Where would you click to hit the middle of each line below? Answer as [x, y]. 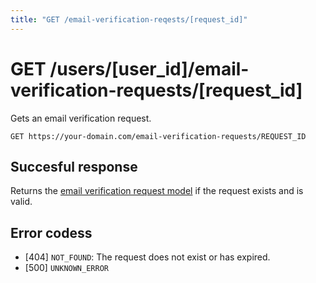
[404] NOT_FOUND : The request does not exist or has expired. [147, 257]
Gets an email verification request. [81, 118]
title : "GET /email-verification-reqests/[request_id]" [129, 19]
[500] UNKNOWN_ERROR [66, 268]
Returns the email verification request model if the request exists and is [157, 191]
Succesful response [74, 166]
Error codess [51, 232]
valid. [21, 202]
